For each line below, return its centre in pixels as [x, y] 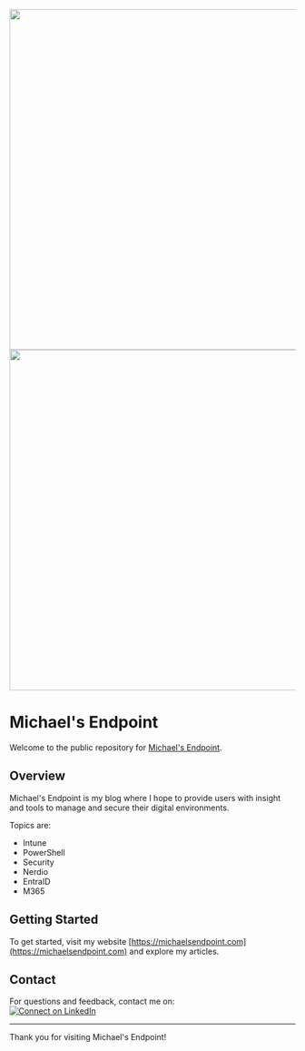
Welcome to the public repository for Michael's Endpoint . [116, 747]
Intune [34, 843]
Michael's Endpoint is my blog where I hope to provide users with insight [145, 798]
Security [38, 862]
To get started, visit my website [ [70, 941]
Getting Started [54, 920]
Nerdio [35, 871]
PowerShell [44, 852]
